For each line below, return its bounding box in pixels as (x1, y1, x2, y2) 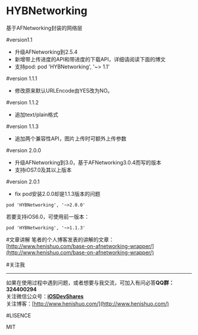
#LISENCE (6, 311, 31, 319)
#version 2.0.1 (6, 178, 40, 185)
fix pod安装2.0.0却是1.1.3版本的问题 (14, 190, 101, 197)
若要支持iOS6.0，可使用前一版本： (6, 213, 90, 220)
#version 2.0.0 (6, 146, 41, 154)
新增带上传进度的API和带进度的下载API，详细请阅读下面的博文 (14, 55, 166, 63)
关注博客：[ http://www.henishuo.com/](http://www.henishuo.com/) (6, 300, 169, 307)
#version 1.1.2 (6, 98, 39, 106)
